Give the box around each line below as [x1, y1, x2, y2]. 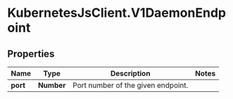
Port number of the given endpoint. [73, 81, 189, 90]
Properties [7, 48, 55, 60]
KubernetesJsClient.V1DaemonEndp [7, 5, 227, 21]
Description [110, 69, 151, 78]
